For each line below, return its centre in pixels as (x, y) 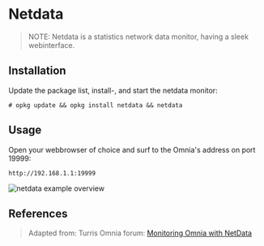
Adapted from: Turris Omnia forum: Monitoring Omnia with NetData (140, 233)
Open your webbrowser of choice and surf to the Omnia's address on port (132, 149)
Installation (37, 71)
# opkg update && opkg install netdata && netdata (96, 105)
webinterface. (51, 45)
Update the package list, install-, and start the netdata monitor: (113, 90)
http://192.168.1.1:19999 (52, 173)
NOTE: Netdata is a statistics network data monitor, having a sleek (138, 37)
